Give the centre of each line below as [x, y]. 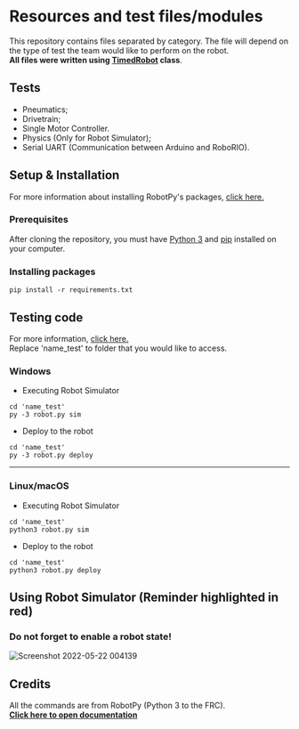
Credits [30, 684]
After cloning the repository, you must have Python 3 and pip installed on [143, 239]
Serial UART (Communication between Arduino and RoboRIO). [136, 147]
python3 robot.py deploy [55, 570]
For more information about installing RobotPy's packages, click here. [137, 197]
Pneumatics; [45, 109]
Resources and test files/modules [136, 16]
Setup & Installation [65, 175]
